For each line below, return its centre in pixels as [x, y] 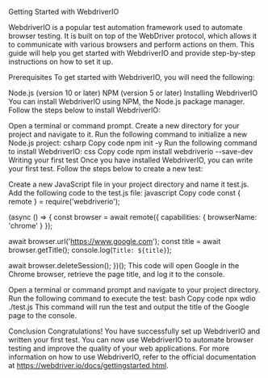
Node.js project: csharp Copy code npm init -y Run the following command [133, 143]
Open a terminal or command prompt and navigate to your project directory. [134, 290]
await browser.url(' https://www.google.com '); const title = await [115, 241]
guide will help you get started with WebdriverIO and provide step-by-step [132, 53]
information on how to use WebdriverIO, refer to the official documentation [132, 357]
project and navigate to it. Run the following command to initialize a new [128, 134]
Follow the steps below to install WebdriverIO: [84, 110]
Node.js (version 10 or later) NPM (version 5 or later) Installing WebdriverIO [133, 93]
